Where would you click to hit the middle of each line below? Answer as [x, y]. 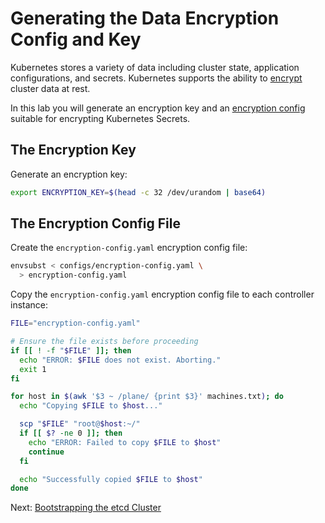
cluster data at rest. [50, 88]
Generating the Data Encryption [145, 18]
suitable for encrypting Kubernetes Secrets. [100, 118]
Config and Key [76, 39]
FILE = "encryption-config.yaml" [75, 323]
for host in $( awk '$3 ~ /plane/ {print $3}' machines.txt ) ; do [147, 397]
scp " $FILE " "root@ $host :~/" [80, 424]
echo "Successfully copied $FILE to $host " [111, 479]
